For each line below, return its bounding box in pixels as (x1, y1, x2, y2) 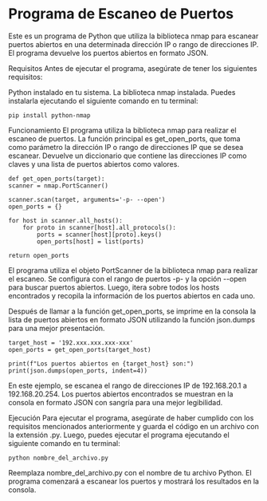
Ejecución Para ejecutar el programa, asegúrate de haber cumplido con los (8, 412, 254, 423)
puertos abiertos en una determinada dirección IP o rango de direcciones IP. (8, 39, 259, 49)
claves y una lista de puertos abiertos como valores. (8, 159, 179, 168)
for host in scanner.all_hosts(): (8, 216, 124, 224)
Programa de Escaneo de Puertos (8, 5, 234, 23)
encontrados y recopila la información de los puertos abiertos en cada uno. (8, 290, 256, 300)
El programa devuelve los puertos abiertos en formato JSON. (8, 48, 209, 57)
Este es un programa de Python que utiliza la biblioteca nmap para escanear (8, 31, 259, 41)
